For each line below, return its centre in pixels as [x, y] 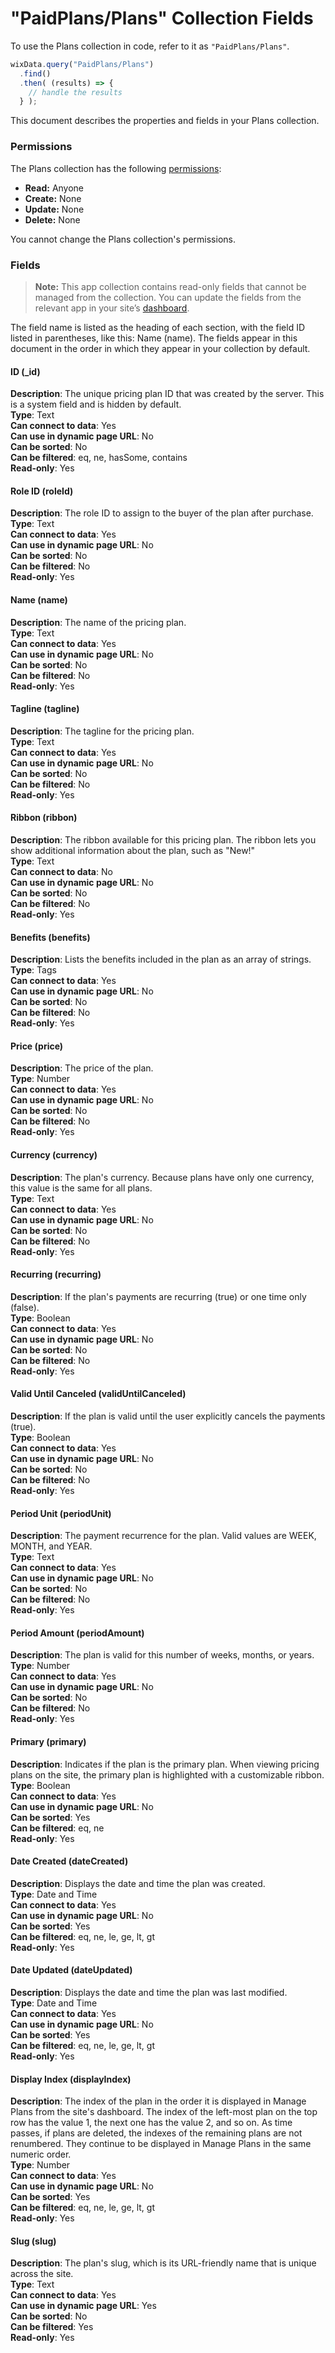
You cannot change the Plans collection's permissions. [123, 239]
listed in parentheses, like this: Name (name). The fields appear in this [154, 338]
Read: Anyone [54, 188]
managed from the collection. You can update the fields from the [168, 297]
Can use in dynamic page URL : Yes [83, 2306]
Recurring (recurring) [56, 1274]
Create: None [53, 198]
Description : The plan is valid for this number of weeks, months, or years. [162, 1655]
